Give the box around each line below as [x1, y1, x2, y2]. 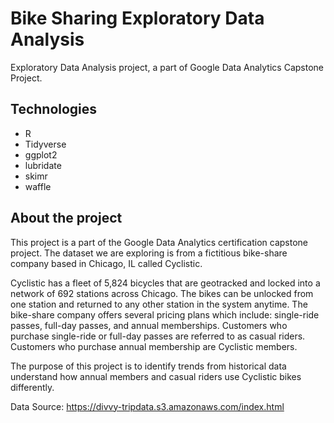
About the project [10, 210, 123, 227]
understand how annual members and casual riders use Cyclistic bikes [10, 370, 302, 382]
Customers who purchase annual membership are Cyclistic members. [10, 340, 298, 352]
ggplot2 [24, 148, 58, 161]
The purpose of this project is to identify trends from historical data [10, 360, 287, 372]
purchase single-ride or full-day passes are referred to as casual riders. [10, 330, 306, 342]
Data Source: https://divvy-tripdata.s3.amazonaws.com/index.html [10, 400, 285, 412]
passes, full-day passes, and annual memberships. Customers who [10, 319, 288, 331]
